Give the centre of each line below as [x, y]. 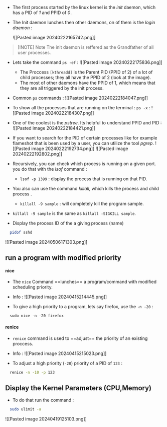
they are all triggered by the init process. [62, 88]
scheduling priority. [32, 287]
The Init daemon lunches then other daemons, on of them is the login [84, 22]
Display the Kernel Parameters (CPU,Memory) [78, 388]
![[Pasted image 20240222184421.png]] [54, 128]
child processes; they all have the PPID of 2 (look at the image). [86, 77]
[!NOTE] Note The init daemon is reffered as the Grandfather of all [86, 47]
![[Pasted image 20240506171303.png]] [46, 242]
